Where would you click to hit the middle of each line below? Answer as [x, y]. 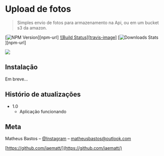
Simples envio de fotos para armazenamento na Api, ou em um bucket [88, 23]
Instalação [22, 67]
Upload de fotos [38, 9]
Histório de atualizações [43, 94]
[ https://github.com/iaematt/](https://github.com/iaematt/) [64, 148]
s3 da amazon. [32, 27]
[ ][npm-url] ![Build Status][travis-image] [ [62, 37]
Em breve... [16, 79]
